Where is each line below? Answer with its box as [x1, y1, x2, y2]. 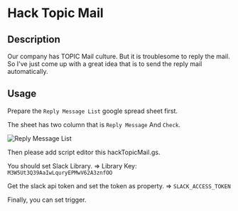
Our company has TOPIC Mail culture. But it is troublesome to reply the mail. [7, 52, 230, 60]
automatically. [7, 67, 48, 75]
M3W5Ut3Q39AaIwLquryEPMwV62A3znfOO [7, 169, 113, 176]
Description [7, 33, 60, 45]
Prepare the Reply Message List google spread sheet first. [7, 107, 178, 115]
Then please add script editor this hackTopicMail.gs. [7, 148, 161, 156]
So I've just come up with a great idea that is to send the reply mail [7, 60, 202, 68]
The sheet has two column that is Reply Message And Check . [7, 120, 181, 129]
